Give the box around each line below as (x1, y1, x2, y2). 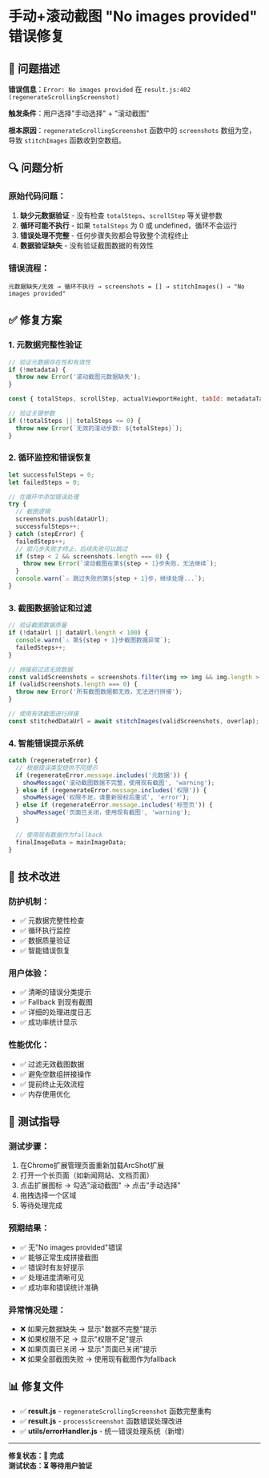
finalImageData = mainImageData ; (15, 838, 127, 846)
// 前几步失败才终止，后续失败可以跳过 (15, 545, 128, 553)
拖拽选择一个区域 (19, 1190, 77, 1200)
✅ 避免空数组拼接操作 (19, 1069, 92, 1078)
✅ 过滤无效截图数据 (19, 1059, 85, 1069)
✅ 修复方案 (8, 313, 62, 327)
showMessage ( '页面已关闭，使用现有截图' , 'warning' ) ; (22, 808, 191, 817)
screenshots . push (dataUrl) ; (15, 515, 110, 523)
